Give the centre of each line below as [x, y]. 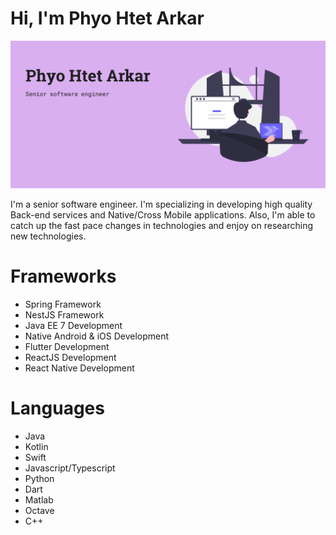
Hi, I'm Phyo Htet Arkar [107, 18]
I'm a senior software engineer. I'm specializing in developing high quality [161, 204]
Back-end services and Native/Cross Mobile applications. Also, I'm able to [163, 215]
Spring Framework [63, 304]
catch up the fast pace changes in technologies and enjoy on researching [161, 226]
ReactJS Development [70, 358]
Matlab [39, 500]
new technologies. [48, 236]
